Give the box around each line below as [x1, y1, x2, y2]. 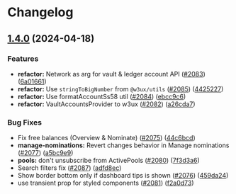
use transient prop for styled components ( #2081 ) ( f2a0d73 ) [17, 178, 194, 188]
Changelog [7, 4, 74, 21]
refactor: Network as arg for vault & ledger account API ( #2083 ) [17, 69, 206, 78]
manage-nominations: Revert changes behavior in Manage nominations [17, 141, 230, 149]
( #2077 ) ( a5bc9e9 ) [17, 149, 74, 157]
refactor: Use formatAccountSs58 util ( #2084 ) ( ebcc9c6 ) [17, 92, 186, 101]
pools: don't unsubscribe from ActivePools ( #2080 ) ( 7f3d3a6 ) [17, 156, 200, 165]
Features [7, 54, 39, 64]
